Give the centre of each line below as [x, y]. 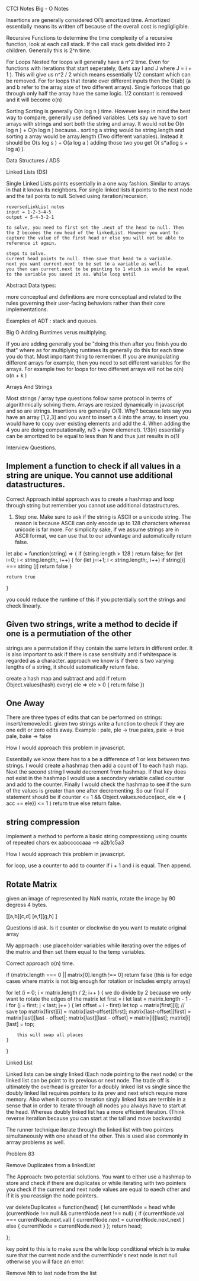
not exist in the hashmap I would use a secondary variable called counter [95, 778]
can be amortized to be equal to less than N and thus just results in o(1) [93, 436]
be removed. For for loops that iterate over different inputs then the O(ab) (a [99, 81]
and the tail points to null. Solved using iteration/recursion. [77, 196]
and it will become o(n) [34, 100]
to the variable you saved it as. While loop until [71, 274]
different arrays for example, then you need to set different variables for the [98, 363]
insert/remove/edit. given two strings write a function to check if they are [95, 724]
